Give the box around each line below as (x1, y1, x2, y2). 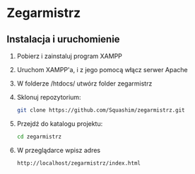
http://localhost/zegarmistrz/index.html (16, 159, 141, 167)
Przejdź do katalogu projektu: (16, 119, 103, 128)
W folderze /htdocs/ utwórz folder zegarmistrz (16, 79, 153, 88)
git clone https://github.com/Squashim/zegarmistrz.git (16, 107, 185, 114)
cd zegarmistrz (16, 133, 62, 140)
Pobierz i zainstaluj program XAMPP (16, 52, 123, 60)
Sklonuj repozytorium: (16, 93, 82, 101)
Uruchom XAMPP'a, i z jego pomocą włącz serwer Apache (16, 66, 188, 74)
